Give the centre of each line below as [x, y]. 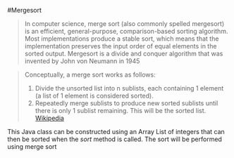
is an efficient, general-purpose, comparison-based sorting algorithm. [126, 31]
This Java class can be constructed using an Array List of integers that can [116, 132]
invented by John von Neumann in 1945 [82, 61]
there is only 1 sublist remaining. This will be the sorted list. [121, 111]
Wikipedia [50, 118]
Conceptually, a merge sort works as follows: [90, 74]
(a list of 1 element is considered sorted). [94, 96]
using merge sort [32, 146]
